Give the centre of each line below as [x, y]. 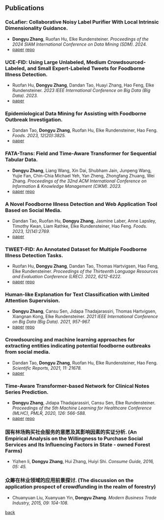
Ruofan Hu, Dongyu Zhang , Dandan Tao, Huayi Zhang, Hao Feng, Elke [83, 85]
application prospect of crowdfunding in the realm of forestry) [81, 487]
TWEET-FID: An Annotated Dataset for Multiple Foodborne [76, 249]
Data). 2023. [25, 95]
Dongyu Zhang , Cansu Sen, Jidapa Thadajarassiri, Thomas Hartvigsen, [84, 311]
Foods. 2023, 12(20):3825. [39, 136]
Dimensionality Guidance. [37, 28]
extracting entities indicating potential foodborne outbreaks [78, 346]
